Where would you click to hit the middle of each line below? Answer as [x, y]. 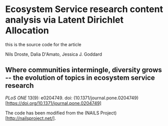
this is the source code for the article [43, 44]
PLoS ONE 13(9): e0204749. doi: [39, 98]
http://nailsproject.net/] [31, 118]
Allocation [27, 31]
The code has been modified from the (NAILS [52, 113]
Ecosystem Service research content [84, 9]
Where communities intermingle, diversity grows [84, 70]
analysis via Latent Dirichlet [64, 20]
